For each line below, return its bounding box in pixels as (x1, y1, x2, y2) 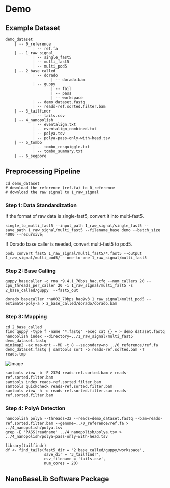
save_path (5, 228, 26, 233)
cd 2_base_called (5, 324, 42, 330)
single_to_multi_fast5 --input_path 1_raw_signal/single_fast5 (5, 223, 143, 228)
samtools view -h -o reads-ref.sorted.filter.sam (5, 388, 113, 393)
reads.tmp (5, 351, 26, 357)
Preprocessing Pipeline (5, 167, 80, 176)
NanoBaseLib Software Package (5, 475, 109, 483)
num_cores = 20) (44, 461, 79, 466)
